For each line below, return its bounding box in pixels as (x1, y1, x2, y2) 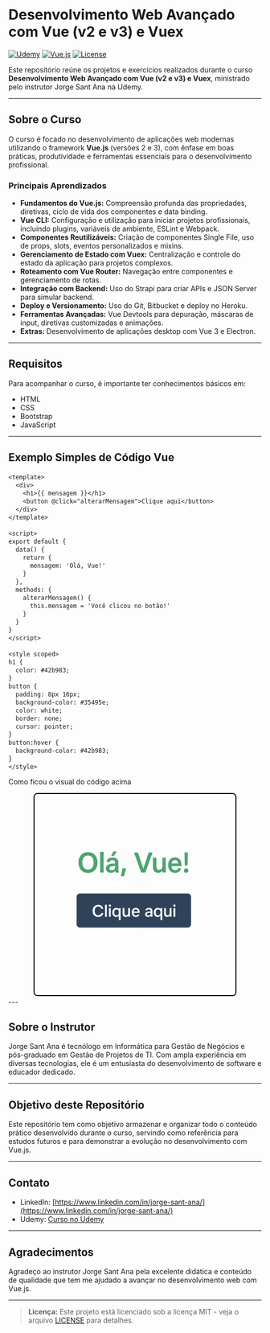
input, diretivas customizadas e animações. (19, 318, 164, 327)
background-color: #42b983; (15, 747, 110, 755)
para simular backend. (19, 292, 95, 302)
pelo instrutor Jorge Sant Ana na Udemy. (8, 82, 143, 92)
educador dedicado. (8, 1068, 76, 1077)
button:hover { (8, 738, 59, 747)
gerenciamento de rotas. (19, 275, 102, 285)
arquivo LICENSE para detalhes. (27, 1315, 134, 1325)
